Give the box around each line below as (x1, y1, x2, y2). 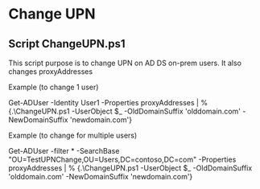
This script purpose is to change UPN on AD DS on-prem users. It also (8, 58, 241, 68)
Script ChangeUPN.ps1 (8, 37, 126, 51)
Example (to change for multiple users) (8, 130, 138, 140)
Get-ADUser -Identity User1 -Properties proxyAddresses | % (8, 98, 208, 107)
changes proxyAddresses (8, 67, 93, 76)
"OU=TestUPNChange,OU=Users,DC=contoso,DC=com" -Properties (8, 154, 237, 164)
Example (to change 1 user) (8, 82, 99, 92)
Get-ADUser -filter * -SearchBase (8, 146, 120, 155)
